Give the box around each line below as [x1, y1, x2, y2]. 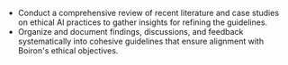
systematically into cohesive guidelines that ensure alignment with [17, 36, 264, 46]
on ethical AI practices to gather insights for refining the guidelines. [17, 17, 268, 28]
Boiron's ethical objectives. [17, 45, 119, 56]
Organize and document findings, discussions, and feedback [17, 27, 244, 37]
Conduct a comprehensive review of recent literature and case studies [17, 8, 280, 18]
